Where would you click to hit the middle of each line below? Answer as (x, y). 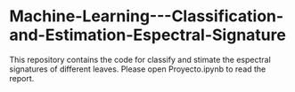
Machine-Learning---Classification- (147, 16)
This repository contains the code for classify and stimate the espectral (140, 59)
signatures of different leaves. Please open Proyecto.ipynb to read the (138, 69)
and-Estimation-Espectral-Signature (148, 35)
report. (22, 78)
